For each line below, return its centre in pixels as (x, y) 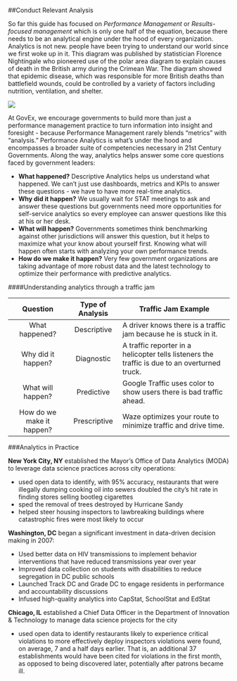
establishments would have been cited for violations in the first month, (120, 656)
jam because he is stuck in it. (170, 334)
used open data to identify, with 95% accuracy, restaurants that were (118, 482)
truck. (132, 372)
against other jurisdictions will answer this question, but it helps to (114, 236)
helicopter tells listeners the (168, 354)
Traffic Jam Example (174, 309)
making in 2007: (31, 540)
